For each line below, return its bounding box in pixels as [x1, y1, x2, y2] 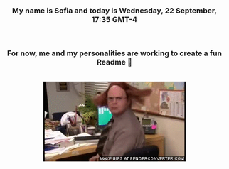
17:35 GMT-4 [91, 14, 138, 24]
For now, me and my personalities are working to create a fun [6, 48, 223, 58]
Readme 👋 [97, 58, 132, 67]
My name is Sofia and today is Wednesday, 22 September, [11, 6, 218, 16]
